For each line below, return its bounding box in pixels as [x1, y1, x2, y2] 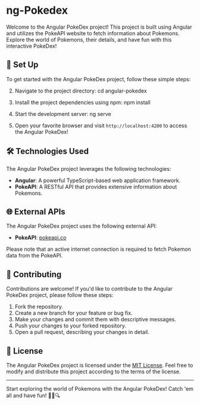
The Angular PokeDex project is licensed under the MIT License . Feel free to [6, 362, 193, 369]
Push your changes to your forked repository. [14, 322, 127, 329]
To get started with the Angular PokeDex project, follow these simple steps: [6, 75, 191, 82]
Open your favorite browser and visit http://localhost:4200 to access [14, 122, 187, 129]
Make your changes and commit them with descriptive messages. [14, 316, 177, 323]
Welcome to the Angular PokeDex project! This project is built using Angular [6, 23, 192, 30]
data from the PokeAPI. [6, 252, 63, 259]
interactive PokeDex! [6, 42, 57, 50]
